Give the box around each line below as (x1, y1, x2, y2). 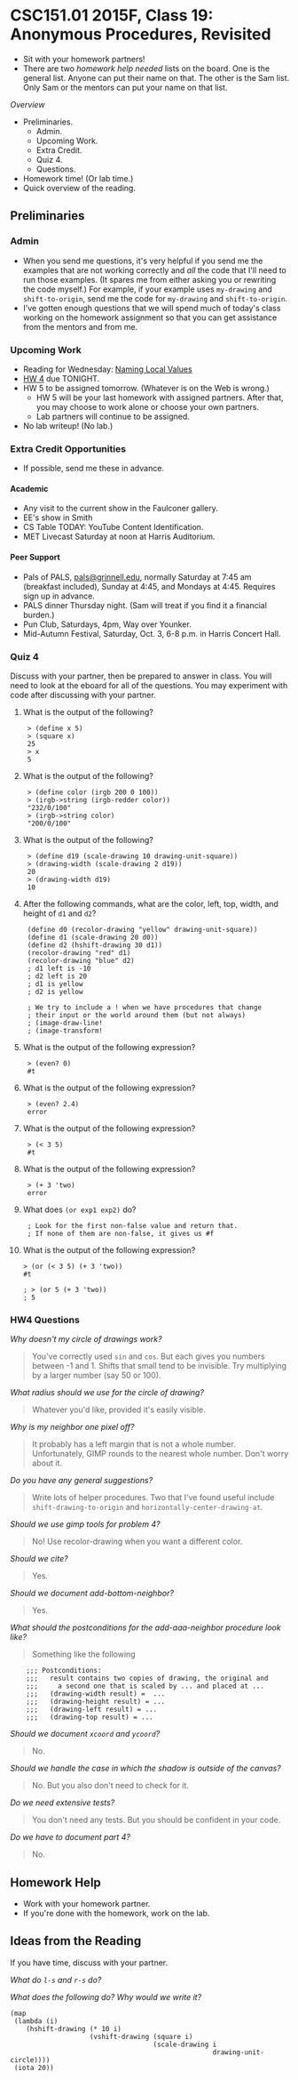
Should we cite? (10, 1554, 69, 1564)
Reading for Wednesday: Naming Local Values (22, 364, 193, 374)
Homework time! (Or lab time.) (22, 173, 134, 183)
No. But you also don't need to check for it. (31, 1780, 190, 1791)
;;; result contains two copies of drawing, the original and (26, 1674, 269, 1683)
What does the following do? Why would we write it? (10, 1991, 202, 2002)
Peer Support (10, 552, 60, 563)
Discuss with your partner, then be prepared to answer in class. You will (10, 671, 272, 681)
